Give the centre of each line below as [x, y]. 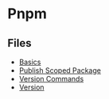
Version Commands [51, 79]
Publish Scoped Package [60, 70]
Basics [30, 62]
